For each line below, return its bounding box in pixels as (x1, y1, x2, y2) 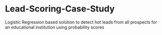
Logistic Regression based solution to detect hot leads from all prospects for (5, 19, 157, 25)
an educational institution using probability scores (5, 24, 104, 30)
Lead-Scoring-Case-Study (5, 3, 115, 14)
